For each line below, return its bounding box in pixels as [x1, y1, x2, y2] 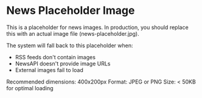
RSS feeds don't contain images [15, 53, 96, 60]
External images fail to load [15, 66, 83, 73]
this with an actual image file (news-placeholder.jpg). [6, 30, 139, 37]
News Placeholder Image [6, 4, 135, 18]
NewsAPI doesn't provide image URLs [15, 60, 111, 67]
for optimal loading [6, 84, 54, 91]
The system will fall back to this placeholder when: [6, 42, 133, 49]
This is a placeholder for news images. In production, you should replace [6, 24, 189, 31]
